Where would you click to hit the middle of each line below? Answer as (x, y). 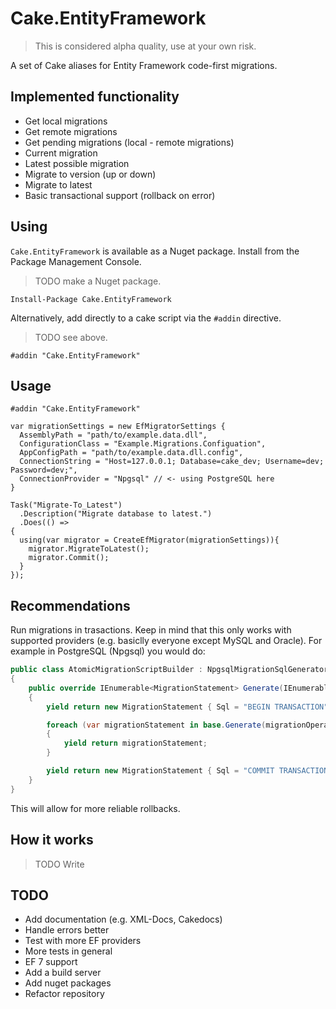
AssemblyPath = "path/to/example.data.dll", (113, 435)
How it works (52, 840)
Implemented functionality (95, 97)
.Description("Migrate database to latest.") (116, 514)
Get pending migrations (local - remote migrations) (129, 142)
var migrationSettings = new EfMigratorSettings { (118, 427)
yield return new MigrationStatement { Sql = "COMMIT (160, 771)
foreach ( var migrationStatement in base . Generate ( (156, 725)
